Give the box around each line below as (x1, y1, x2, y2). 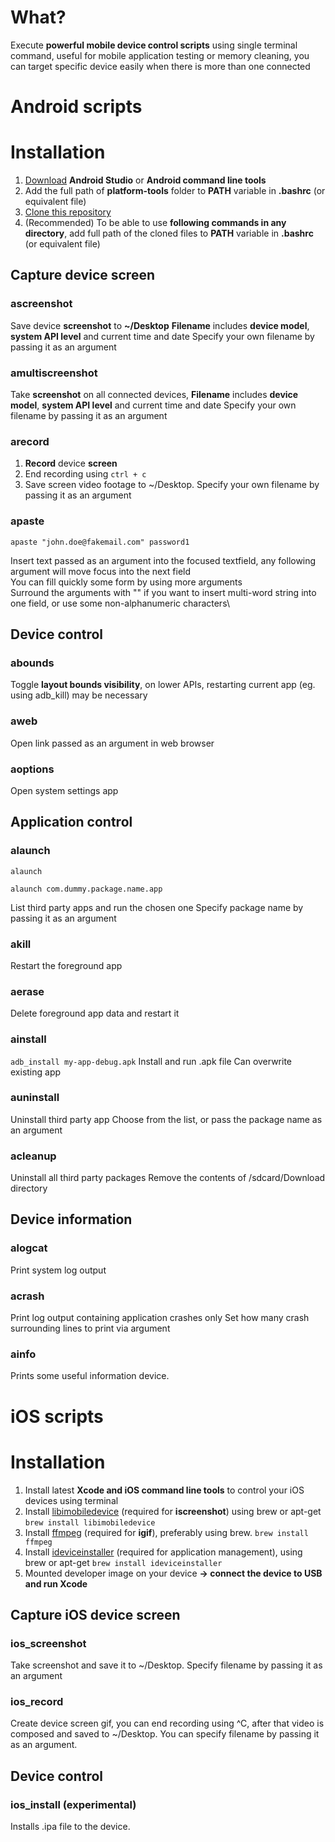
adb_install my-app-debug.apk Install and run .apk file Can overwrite (10, 1055, 293, 1067)
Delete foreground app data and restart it (10, 1007, 180, 1020)
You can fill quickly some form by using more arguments (10, 576, 243, 588)
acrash (10, 1289, 45, 1303)
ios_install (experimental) (10, 1797, 137, 1811)
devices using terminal (24, 1494, 119, 1506)
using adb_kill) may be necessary (10, 689, 148, 701)
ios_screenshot (10, 1636, 87, 1650)
